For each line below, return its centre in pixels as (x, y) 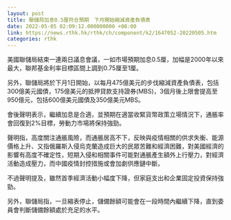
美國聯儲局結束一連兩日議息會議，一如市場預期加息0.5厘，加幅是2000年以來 (115, 60)
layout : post (26, 13)
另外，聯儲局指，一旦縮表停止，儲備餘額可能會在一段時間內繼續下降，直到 (112, 201)
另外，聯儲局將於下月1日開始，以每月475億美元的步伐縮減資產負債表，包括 (113, 82)
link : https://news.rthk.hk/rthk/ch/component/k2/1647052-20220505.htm (112, 33)
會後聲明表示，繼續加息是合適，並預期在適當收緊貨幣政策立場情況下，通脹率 (115, 115)
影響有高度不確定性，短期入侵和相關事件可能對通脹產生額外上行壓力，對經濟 (115, 155)
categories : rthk (32, 39)
